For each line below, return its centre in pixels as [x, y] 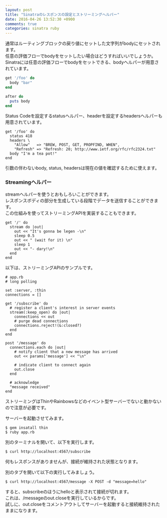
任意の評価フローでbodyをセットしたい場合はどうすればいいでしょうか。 [80, 56]
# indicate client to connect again [53, 365]
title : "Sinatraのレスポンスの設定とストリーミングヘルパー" [62, 15]
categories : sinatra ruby [32, 29]
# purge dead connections [41, 321]
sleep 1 [22, 244]
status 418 [21, 136]
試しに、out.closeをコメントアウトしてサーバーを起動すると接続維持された [83, 504]
